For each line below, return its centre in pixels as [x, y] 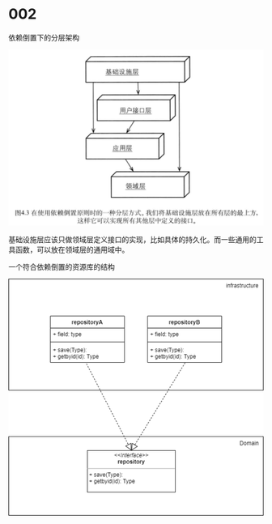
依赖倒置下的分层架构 [44, 37]
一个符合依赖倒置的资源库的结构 [62, 267]
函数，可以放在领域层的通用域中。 [72, 250]
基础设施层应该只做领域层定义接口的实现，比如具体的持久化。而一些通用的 [132, 240]
